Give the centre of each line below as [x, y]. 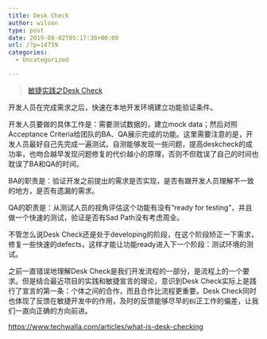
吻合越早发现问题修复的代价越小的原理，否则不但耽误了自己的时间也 [147, 154]
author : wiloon [33, 23]
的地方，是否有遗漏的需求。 [54, 191]
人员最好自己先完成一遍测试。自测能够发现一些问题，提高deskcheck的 [130, 144]
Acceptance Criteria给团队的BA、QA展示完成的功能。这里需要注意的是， [127, 134]
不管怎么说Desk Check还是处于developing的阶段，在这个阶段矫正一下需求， [133, 234]
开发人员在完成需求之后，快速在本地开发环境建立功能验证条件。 [112, 107]
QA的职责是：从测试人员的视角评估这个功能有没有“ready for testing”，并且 [130, 207]
